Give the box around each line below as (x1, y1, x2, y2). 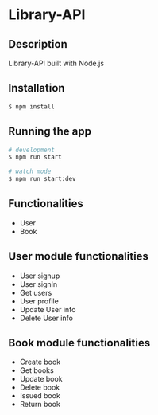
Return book (19, 400, 61, 409)
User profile (19, 296, 60, 306)
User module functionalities (8, 249, 149, 264)
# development (8, 146, 56, 154)
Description (8, 37, 67, 51)
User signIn (19, 279, 58, 288)
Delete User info (19, 313, 74, 323)
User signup (19, 271, 60, 280)
